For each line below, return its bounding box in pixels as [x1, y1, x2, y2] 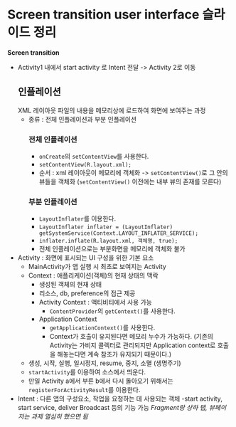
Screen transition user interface [7, 6, 200, 23]
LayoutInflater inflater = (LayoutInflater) [38, 223, 173, 231]
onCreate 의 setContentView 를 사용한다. [38, 152, 149, 161]
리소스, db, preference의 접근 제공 [38, 289, 136, 297]
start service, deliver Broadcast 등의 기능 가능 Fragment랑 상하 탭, [17, 404, 208, 412]
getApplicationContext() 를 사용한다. [49, 323, 156, 332]
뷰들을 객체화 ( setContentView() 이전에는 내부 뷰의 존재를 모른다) [38, 177, 222, 186]
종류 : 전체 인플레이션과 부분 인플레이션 [28, 115, 137, 123]
